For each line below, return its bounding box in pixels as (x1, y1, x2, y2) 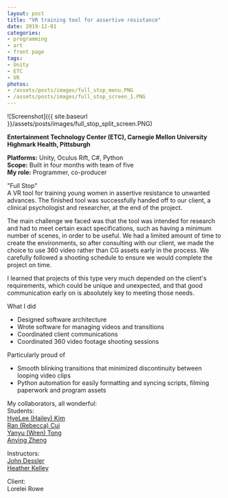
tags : (7, 55, 23, 62)
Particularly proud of (7, 351, 65, 359)
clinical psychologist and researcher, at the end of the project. (7, 204, 183, 211)
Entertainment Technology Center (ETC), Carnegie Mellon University (7, 133, 207, 141)
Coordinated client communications (16, 330, 118, 338)
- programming (7, 36, 48, 43)
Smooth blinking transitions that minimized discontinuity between (16, 364, 203, 372)
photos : (7, 81, 30, 87)
